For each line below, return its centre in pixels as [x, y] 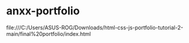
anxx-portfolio [43, 11]
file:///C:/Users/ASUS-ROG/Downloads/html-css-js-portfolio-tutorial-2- [95, 27]
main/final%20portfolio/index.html [49, 33]
